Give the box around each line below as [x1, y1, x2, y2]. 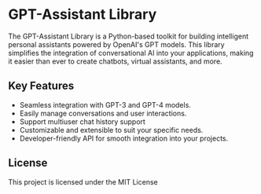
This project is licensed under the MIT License [8, 177, 159, 186]
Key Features [8, 79, 75, 93]
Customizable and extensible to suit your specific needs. [19, 125, 204, 134]
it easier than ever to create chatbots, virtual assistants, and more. [8, 57, 222, 66]
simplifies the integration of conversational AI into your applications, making [8, 48, 254, 57]
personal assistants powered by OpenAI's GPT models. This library [8, 39, 226, 49]
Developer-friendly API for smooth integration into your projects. [19, 134, 229, 143]
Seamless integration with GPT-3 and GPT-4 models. [19, 100, 191, 109]
